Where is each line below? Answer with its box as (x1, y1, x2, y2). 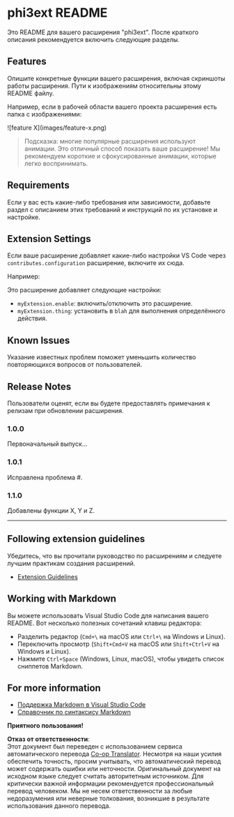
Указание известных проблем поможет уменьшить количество (7, 353, 196, 361)
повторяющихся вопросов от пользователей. (7, 361, 143, 369)
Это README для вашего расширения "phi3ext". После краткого (7, 28, 199, 36)
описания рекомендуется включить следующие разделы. (7, 35, 180, 43)
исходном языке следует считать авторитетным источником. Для (7, 772, 204, 781)
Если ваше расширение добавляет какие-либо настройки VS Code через (7, 251, 226, 260)
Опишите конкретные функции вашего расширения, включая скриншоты (7, 74, 226, 82)
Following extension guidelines (7, 533, 145, 545)
